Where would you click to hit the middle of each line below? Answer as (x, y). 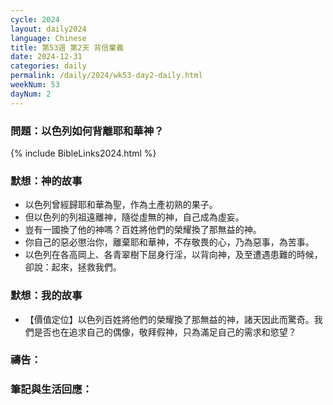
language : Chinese (48, 38)
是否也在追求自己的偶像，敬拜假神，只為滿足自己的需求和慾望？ (165, 332)
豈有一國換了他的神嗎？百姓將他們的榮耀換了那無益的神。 (143, 230)
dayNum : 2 (31, 94)
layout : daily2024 (48, 29)
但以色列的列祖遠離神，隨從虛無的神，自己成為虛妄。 (134, 217)
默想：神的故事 (46, 181)
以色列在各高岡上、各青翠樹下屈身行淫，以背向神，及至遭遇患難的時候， (173, 255)
